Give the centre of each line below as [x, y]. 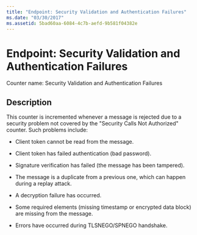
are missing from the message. [54, 214]
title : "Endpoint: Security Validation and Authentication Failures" [97, 12]
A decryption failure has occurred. [58, 195]
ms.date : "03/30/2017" [35, 18]
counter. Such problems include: [47, 130]
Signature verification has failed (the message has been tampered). [100, 166]
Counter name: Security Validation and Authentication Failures [84, 83]
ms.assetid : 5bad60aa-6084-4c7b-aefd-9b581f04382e [72, 23]
